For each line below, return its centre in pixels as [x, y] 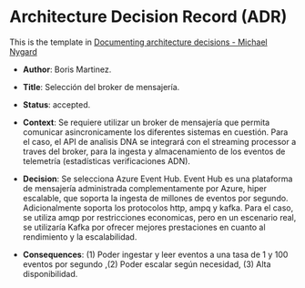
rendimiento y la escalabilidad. [80, 237]
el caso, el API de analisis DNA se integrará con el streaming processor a [159, 141]
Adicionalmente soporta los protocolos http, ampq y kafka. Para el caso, [158, 208]
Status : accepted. [56, 104]
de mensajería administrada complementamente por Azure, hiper [144, 188]
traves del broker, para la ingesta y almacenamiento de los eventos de [154, 151]
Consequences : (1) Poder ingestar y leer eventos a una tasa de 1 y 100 [155, 254]
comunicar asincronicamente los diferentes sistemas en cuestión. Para [155, 132]
